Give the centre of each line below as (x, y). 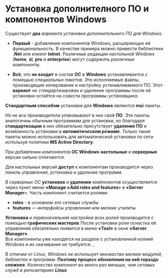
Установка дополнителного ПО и (77, 9)
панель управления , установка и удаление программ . (64, 172)
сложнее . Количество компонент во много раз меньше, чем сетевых (80, 264)
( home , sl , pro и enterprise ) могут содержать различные (73, 59)
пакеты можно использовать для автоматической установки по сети (79, 136)
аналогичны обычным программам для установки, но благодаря (75, 120)
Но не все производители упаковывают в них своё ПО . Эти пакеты (77, 115)
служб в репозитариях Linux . (37, 270)
